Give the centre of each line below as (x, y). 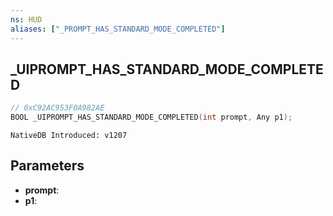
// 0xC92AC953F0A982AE (57, 108)
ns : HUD (26, 19)
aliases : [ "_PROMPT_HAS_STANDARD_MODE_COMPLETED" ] (118, 29)
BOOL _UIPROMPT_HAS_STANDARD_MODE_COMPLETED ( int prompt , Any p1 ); (151, 117)
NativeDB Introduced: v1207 (69, 136)
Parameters (47, 166)
